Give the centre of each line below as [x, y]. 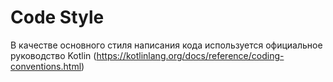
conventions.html [46, 66]
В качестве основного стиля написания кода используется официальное [166, 45]
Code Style [57, 17]
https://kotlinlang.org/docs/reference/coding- [190, 55]
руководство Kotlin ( [53, 55]
